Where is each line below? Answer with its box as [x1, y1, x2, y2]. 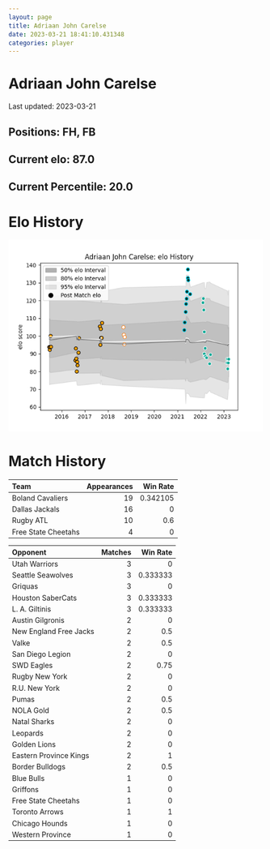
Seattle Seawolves [11, 570, 74, 580]
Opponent [11, 547, 47, 557]
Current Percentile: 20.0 [8, 180, 133, 194]
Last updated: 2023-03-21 [8, 101, 96, 111]
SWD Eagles [11, 661, 53, 671]
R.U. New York [11, 683, 61, 692]
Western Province [11, 830, 71, 839]
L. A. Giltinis [11, 604, 52, 614]
